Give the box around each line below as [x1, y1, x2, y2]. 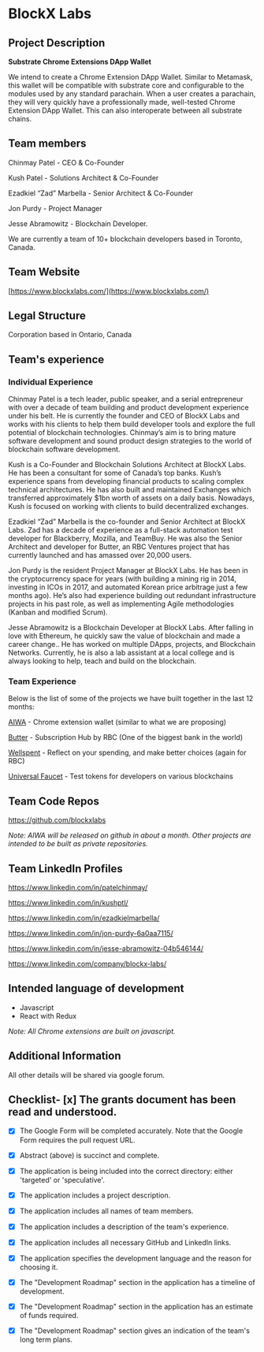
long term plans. [19, 1335, 73, 1344]
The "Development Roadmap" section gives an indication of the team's [19, 1326, 251, 1335]
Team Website [8, 266, 80, 279]
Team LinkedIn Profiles [8, 862, 124, 875]
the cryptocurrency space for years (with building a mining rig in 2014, [8, 574, 236, 584]
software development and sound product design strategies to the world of [8, 436, 252, 446]
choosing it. [19, 1262, 58, 1272]
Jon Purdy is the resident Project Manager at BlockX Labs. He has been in [8, 566, 248, 575]
